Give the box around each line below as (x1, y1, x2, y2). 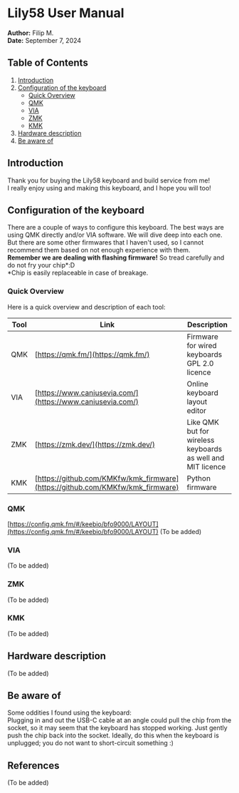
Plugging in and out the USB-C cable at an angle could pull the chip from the (7, 716, 232, 725)
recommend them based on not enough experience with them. (7, 246, 191, 255)
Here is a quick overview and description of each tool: (7, 302, 166, 311)
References (7, 759, 60, 772)
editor (186, 405, 207, 415)
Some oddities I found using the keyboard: (7, 708, 132, 717)
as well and (186, 453, 225, 463)
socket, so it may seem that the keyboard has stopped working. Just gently (7, 724, 228, 732)
